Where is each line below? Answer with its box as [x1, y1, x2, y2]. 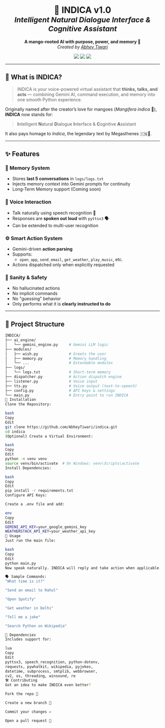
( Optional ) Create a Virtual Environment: [5, 434, 93, 439]
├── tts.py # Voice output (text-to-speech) [5, 383, 137, 388]
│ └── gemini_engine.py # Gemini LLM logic [5, 342, 109, 347]
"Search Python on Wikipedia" [5, 623, 67, 628]
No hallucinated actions [12, 285, 60, 291]
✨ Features [5, 150, 40, 158]
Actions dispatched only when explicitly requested [12, 262, 114, 268]
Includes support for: [5, 637, 52, 642]
